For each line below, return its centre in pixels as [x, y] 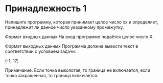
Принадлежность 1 [46, 9]
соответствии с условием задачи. [41, 51]
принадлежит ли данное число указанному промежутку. [65, 27]
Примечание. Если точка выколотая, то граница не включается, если [78, 70]
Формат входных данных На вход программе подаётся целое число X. [80, 37]
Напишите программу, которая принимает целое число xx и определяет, [81, 22]
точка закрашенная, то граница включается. [52, 75]
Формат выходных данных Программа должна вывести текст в [72, 46]
